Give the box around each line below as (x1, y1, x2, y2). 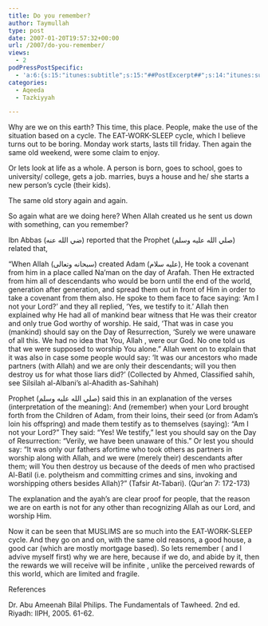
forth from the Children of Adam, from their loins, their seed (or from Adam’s (8, 411, 258, 421)
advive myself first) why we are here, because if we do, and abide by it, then (8, 552, 260, 562)
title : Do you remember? (8, 11, 91, 20)
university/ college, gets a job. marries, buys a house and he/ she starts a (8, 172, 250, 181)
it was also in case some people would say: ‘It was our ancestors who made (8, 353, 258, 362)
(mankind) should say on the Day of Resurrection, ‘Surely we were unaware (8, 327, 257, 337)
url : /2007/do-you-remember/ (8, 42, 105, 50)
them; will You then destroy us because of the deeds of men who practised (8, 461, 255, 472)
